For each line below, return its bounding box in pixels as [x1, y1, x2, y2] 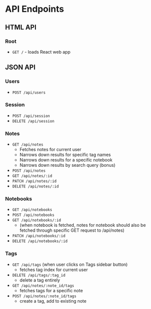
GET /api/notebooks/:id [12, 218, 61, 223]
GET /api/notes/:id [12, 174, 53, 179]
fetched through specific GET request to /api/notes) [19, 227, 124, 233]
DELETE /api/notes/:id [12, 184, 59, 189]
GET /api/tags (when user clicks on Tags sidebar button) [12, 261, 128, 267]
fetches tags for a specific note [19, 287, 83, 293]
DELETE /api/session [12, 119, 55, 124]
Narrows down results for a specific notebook [19, 157, 113, 163]
